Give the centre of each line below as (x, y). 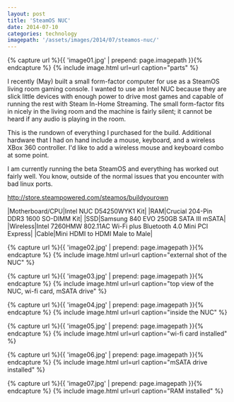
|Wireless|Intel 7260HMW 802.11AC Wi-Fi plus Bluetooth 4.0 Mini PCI (108, 226)
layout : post (27, 14)
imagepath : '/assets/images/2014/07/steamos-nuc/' (83, 40)
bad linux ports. (30, 184)
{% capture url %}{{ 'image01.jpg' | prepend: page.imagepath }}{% (105, 60)
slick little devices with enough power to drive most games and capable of (116, 97)
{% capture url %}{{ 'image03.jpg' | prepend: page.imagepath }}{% (105, 276)
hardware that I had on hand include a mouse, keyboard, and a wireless (111, 140)
